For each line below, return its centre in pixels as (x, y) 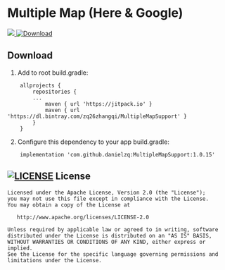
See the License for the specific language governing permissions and (113, 254)
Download (30, 55)
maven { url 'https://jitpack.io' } (98, 104)
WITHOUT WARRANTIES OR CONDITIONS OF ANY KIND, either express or (107, 242)
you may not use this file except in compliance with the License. (108, 199)
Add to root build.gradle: (53, 73)
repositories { (55, 92)
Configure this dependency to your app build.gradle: (94, 142)
